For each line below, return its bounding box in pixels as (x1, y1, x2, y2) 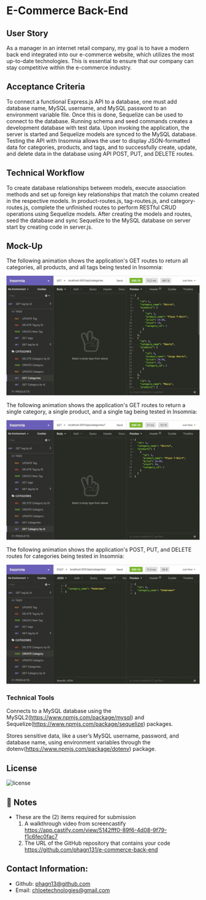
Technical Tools (6, 693, 55, 702)
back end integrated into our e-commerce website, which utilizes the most (6, 51, 194, 58)
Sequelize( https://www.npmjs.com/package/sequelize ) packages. (6, 720, 174, 728)
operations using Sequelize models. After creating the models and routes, (6, 210, 193, 218)
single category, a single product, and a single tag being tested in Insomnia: (6, 408, 197, 415)
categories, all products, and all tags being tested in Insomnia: (6, 264, 164, 271)
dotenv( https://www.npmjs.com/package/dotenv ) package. (6, 746, 156, 753)
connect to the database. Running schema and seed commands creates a (6, 117, 193, 124)
